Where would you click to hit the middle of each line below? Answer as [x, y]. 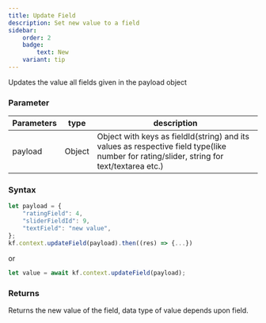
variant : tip [44, 60]
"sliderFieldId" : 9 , [56, 221]
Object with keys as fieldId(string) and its [173, 137]
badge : [33, 45]
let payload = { [35, 207]
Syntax [22, 190]
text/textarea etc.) [130, 166]
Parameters [34, 123]
